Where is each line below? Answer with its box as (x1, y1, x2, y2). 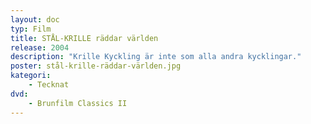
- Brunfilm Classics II (28, 98, 128, 108)
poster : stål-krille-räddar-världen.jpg (10, 61, 182, 71)
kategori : (10, 71, 52, 81)
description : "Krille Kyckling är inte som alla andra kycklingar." (10, 52, 302, 62)
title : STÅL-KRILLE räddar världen (10, 33, 159, 43)
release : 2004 (10, 42, 70, 53)
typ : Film (10, 24, 52, 34)
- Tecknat (28, 80, 70, 90)
